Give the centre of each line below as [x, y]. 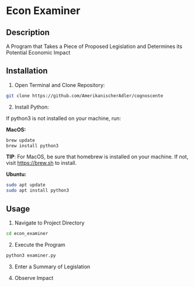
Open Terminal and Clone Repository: [60, 85]
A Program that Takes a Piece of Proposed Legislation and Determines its [94, 46]
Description [28, 32]
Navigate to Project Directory [49, 223]
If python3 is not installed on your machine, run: [64, 118]
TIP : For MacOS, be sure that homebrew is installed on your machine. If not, [97, 157]
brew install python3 [32, 146]
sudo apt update [26, 185]
